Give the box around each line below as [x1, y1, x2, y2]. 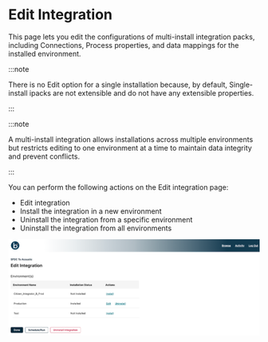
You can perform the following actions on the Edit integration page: [8, 182, 229, 192]
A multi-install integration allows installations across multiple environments [8, 134, 254, 144]
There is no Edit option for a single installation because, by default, [8, 80, 228, 89]
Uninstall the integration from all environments [19, 223, 172, 233]
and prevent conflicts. [8, 151, 81, 161]
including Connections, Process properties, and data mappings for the [8, 40, 239, 49]
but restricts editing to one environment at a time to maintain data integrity [8, 143, 253, 152]
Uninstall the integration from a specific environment [19, 214, 193, 224]
